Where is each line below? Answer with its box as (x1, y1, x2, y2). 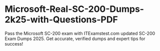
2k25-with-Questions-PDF (4, 14, 118, 25)
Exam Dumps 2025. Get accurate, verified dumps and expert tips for (4, 36, 145, 42)
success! (4, 41, 23, 47)
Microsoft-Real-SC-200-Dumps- (4, 3, 144, 15)
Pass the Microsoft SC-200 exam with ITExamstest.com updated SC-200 (4, 30, 155, 36)
